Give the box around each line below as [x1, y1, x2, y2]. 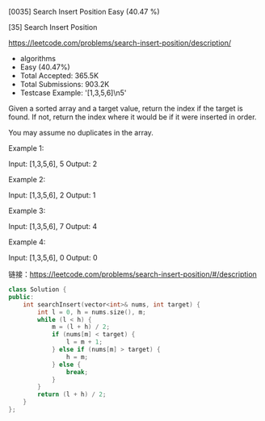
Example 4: [8, 237, 46, 247]
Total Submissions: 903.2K [19, 80, 110, 89]
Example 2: [8, 175, 46, 184]
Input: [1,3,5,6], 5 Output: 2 [8, 159, 98, 169]
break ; [65, 368, 89, 376]
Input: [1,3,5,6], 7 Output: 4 [8, 222, 98, 231]
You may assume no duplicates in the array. [8, 128, 154, 137]
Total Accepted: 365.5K [19, 71, 99, 80]
